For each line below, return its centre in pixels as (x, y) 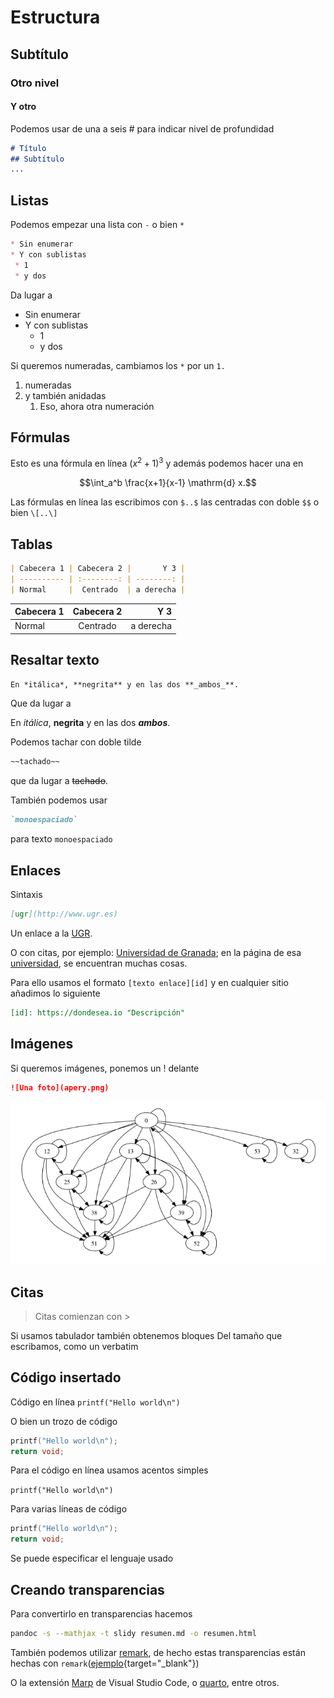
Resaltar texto (55, 660)
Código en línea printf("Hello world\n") (95, 1402)
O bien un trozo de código (64, 1421)
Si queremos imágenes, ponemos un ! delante (105, 1068)
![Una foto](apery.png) (60, 1087)
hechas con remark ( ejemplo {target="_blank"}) (105, 1663)
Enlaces (36, 870)
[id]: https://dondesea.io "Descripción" (98, 1012)
